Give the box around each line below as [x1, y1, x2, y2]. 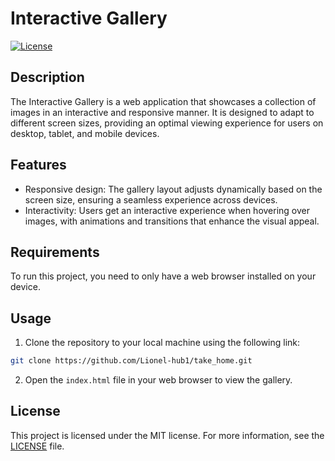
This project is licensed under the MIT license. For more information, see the [10, 429, 325, 441]
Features [10, 157, 67, 174]
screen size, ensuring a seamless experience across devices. [24, 193, 278, 206]
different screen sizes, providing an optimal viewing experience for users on [10, 117, 324, 129]
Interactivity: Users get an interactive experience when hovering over [24, 204, 311, 216]
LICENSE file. [10, 440, 65, 452]
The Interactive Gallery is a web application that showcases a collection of [10, 95, 317, 107]
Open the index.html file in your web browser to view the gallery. [24, 374, 293, 386]
